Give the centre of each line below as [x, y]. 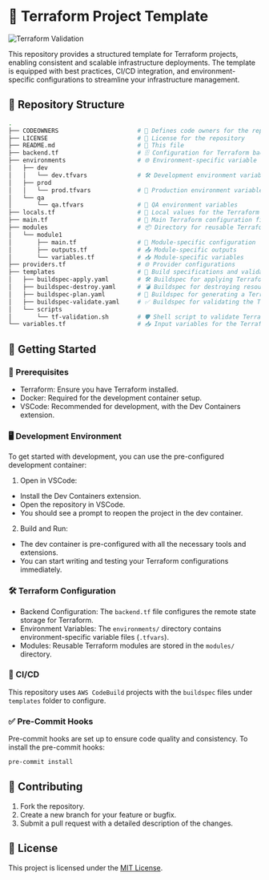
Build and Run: [44, 528]
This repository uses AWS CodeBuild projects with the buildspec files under [130, 692]
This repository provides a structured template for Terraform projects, [123, 54]
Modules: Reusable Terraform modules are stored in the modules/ [127, 645]
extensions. [39, 553]
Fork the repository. [52, 806]
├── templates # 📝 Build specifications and [123, 272]
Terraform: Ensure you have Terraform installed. [99, 389]
